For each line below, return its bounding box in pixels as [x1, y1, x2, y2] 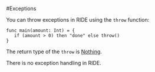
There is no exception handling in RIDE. [6, 60, 101, 66]
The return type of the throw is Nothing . [6, 48, 102, 55]
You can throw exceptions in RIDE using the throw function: [6, 16, 150, 23]
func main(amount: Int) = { [6, 28, 75, 33]
